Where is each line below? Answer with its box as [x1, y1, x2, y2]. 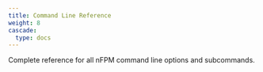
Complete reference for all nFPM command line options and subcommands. [8, 55, 255, 65]
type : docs [15, 33, 51, 42]
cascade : [8, 26, 37, 34]
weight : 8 [8, 19, 41, 27]
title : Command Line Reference [8, 11, 112, 20]
